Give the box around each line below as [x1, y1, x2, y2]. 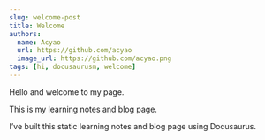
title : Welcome [9, 21, 65, 30]
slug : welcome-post [9, 12, 81, 22]
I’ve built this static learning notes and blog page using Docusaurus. [9, 121, 257, 131]
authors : [9, 29, 42, 38]
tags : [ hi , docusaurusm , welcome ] [9, 63, 137, 72]
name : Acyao [17, 37, 62, 47]
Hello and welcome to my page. [9, 86, 125, 97]
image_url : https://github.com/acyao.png [17, 54, 172, 63]
